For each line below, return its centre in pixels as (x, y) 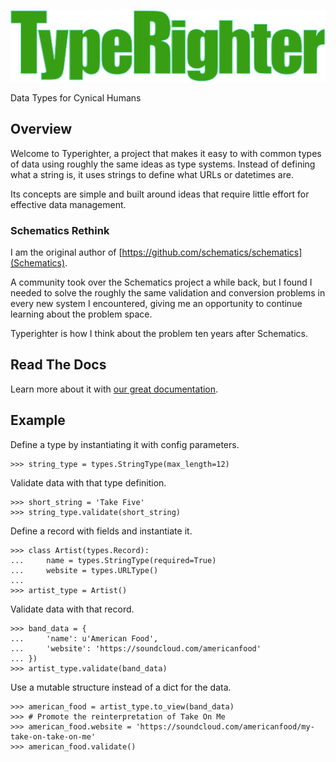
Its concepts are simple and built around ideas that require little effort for (160, 194)
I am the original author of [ (66, 252)
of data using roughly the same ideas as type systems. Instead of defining (163, 164)
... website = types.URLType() (84, 570)
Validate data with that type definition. (88, 482)
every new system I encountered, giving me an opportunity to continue (156, 304)
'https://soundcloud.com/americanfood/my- (225, 726)
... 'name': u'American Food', (84, 638)
